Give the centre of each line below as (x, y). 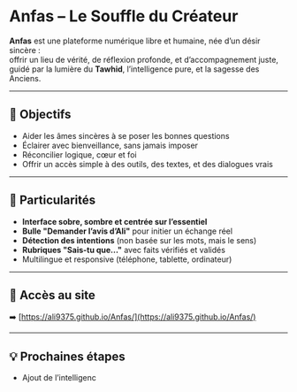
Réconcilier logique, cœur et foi (79, 154)
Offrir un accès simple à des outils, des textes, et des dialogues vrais (148, 164)
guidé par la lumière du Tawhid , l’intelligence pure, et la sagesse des (134, 69)
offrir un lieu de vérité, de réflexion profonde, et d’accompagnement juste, (144, 59)
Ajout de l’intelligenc (59, 378)
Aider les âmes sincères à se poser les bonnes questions (126, 135)
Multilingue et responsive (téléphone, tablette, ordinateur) (127, 259)
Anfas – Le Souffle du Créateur (124, 16)
